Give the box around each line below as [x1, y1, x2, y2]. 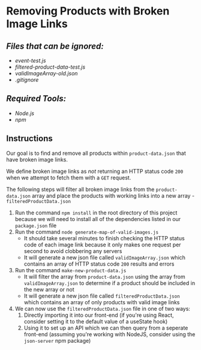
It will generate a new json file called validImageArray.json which [23, 254, 186, 261]
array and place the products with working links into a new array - [32, 192, 195, 199]
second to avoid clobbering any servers [23, 247, 122, 254]
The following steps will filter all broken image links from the [6, 186, 155, 193]
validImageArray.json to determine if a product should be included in [23, 279, 196, 287]
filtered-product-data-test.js [14, 63, 86, 70]
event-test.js [14, 57, 46, 64]
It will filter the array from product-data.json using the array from [23, 273, 185, 280]
